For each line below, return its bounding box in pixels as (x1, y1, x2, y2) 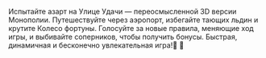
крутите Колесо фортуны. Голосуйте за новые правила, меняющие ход (8, 24, 254, 33)
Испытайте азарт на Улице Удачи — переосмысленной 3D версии (8, 7, 237, 16)
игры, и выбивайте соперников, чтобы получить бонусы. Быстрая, (8, 32, 238, 41)
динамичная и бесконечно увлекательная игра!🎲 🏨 (8, 41, 185, 50)
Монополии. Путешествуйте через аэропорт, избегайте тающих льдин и (8, 15, 259, 25)
